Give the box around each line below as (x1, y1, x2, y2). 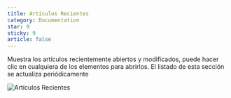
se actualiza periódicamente (7, 70, 89, 79)
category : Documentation (7, 17, 80, 24)
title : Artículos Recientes (7, 10, 90, 17)
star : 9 (7, 23, 30, 30)
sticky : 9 (7, 29, 36, 37)
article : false (7, 36, 52, 43)
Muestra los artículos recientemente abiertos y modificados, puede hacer (7, 55, 219, 63)
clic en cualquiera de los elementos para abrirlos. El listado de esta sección (7, 63, 225, 71)
